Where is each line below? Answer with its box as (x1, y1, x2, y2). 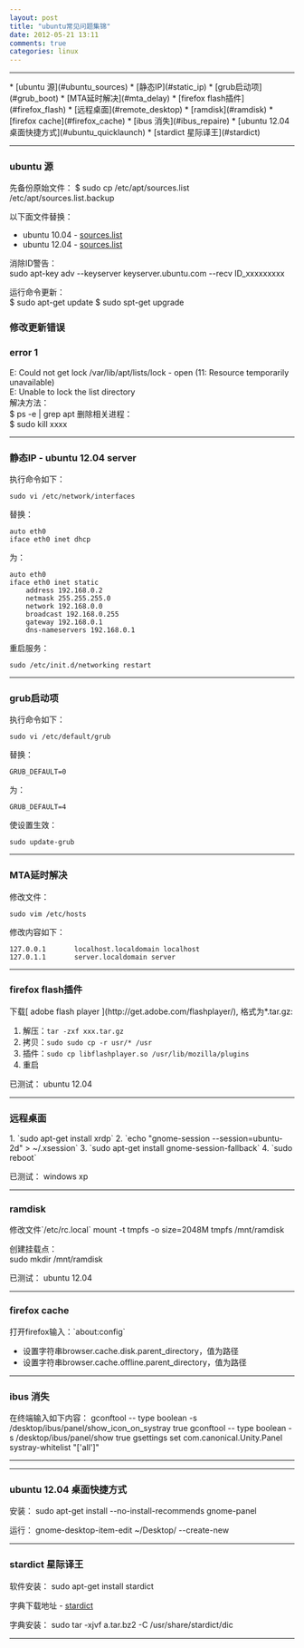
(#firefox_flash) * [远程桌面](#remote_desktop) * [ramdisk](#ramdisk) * (9, 104, 273, 115)
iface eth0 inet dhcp (9, 534, 91, 544)
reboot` (9, 1153, 37, 1164)
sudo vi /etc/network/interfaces (9, 492, 136, 501)
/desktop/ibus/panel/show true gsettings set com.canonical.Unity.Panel (15, 1432, 283, 1443)
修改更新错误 (9, 321, 66, 334)
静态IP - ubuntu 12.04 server (9, 451, 138, 463)
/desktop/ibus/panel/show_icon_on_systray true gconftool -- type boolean (9, 1423, 287, 1434)
